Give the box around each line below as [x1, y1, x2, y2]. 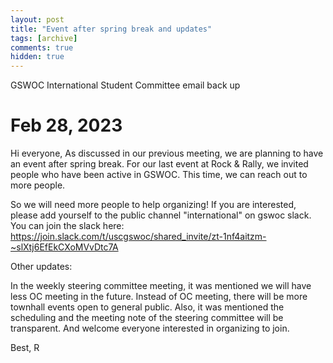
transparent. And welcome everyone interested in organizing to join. [10, 322, 290, 335]
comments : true [10, 42, 74, 53]
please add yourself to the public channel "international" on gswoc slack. [10, 209, 312, 221]
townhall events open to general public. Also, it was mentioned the [10, 301, 285, 313]
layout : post [10, 14, 65, 25]
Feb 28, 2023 [10, 114, 123, 137]
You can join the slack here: [10, 220, 125, 232]
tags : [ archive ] [10, 33, 78, 43]
